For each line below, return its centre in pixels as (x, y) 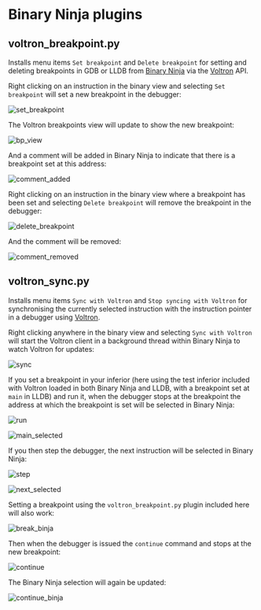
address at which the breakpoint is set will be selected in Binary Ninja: (121, 405)
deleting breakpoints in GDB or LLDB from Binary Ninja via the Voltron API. (129, 71)
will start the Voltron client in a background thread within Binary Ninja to (124, 341)
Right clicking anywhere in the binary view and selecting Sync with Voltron (130, 332)
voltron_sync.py (49, 281)
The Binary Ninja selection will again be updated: (87, 582)
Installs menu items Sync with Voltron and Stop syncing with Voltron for (128, 300)
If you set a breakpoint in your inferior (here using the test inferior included (129, 379)
